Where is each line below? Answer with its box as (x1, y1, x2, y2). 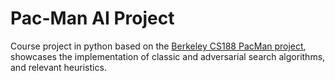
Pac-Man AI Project (10, 7, 175, 30)
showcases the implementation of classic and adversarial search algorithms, (10, 50, 326, 62)
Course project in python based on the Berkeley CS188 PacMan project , (10, 40, 307, 52)
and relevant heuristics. (10, 61, 107, 73)
